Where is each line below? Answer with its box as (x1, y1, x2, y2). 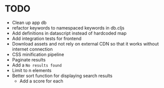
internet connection (12, 46, 53, 52)
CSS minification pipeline (12, 51, 64, 57)
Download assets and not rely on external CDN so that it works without (12, 40, 159, 46)
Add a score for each (19, 78, 63, 84)
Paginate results (12, 56, 46, 62)
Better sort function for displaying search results (12, 72, 113, 78)
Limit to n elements (12, 67, 52, 73)
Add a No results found (12, 62, 62, 68)
